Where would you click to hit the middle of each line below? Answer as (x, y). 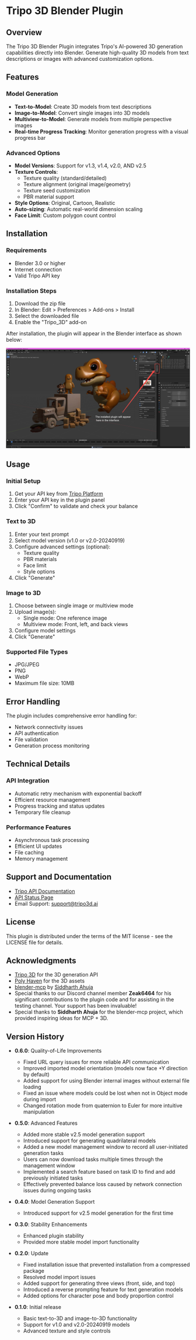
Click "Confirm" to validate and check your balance (76, 506)
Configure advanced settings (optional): (62, 547)
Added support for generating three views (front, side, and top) (99, 1283)
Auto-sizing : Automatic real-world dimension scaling (78, 209)
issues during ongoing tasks (57, 1190)
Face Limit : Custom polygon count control (65, 215)
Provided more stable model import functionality (81, 1242)
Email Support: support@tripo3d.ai (56, 903)
